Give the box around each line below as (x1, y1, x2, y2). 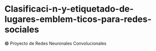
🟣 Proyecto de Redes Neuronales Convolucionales (4, 40, 106, 46)
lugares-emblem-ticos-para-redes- (4, 14, 152, 25)
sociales (4, 24, 39, 35)
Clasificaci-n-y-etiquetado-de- (4, 3, 134, 15)
